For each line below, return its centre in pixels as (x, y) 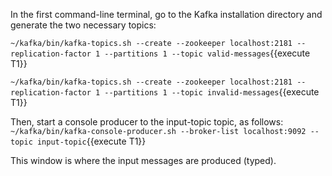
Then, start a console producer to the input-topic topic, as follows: (147, 122)
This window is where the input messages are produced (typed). (143, 160)
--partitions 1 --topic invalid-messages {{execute (212, 92)
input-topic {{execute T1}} (91, 141)
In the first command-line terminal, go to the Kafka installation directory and (166, 14)
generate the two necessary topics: (83, 25)
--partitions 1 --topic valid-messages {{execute (207, 53)
